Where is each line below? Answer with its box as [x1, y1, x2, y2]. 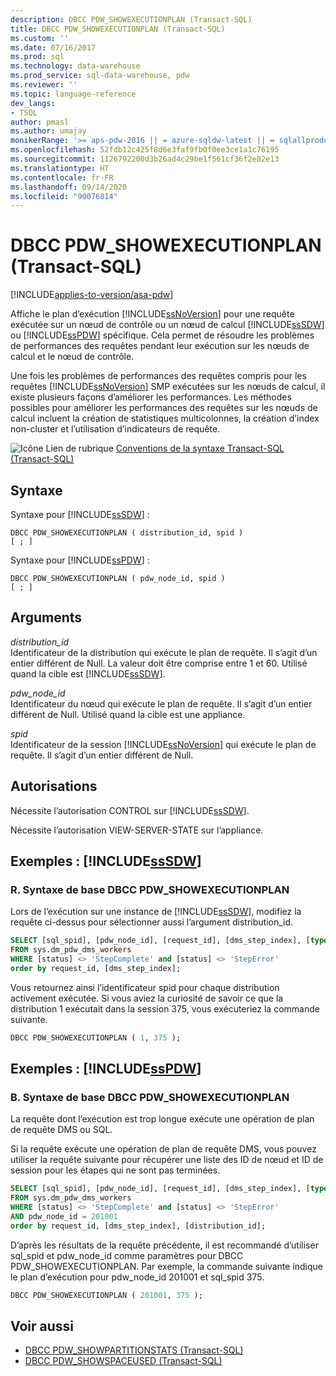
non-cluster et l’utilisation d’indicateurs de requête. [10, 423, 221, 435]
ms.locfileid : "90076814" [10, 191, 118, 201]
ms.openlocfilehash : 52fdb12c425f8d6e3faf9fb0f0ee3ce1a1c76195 [10, 145, 280, 155]
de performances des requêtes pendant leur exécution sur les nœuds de [10, 340, 310, 352]
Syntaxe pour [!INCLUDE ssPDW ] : [10, 554, 150, 566]
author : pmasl [10, 117, 70, 127]
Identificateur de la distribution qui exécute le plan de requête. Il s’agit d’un [10, 646, 318, 658]
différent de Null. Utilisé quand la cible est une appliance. [10, 708, 246, 720]
